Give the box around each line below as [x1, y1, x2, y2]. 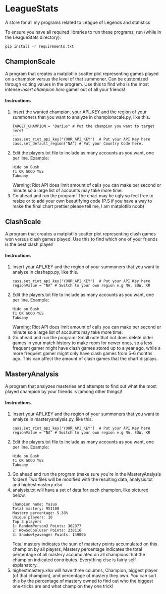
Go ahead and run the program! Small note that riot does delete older [12, 334, 154, 340]
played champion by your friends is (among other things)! [5, 388, 123, 394]
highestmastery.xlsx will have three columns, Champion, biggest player [12, 567, 158, 573]
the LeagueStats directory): [5, 34, 61, 40]
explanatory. [12, 562, 38, 568]
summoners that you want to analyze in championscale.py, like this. [12, 114, 150, 120]
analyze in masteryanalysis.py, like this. [12, 416, 93, 422]
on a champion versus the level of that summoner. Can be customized [5, 75, 148, 82]
